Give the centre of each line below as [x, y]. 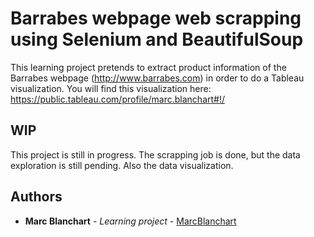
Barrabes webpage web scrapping [156, 18]
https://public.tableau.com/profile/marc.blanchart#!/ [118, 99]
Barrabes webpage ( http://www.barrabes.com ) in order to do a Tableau [157, 78]
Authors [36, 197]
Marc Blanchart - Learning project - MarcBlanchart [130, 221]
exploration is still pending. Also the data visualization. [122, 165]
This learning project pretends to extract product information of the [148, 67]
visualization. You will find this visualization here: [111, 88]
